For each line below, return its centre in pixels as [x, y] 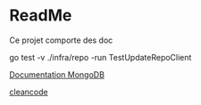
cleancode [29, 92]
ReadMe [41, 16]
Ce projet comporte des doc [61, 40]
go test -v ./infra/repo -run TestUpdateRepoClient [100, 57]
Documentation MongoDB [57, 74]
